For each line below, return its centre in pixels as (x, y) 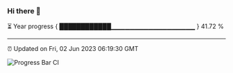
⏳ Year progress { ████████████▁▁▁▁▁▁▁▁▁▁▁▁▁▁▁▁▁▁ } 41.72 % (115, 26)
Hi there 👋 (24, 11)
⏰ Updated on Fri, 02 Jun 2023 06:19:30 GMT (73, 49)
